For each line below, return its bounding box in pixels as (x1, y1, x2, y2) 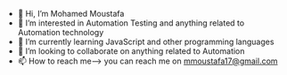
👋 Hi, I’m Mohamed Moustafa (17, 9, 125, 19)
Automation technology (17, 27, 104, 37)
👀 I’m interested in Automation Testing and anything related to (17, 18, 245, 28)
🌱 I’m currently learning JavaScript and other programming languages (17, 36, 275, 47)
